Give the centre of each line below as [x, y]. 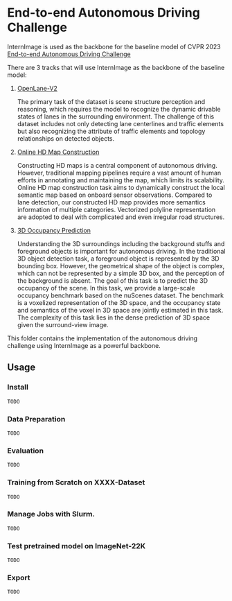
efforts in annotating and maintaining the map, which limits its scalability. [121, 180]
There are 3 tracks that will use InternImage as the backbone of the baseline [116, 67]
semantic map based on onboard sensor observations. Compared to [115, 195]
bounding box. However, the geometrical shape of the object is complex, [121, 265]
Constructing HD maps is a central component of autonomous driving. [117, 165]
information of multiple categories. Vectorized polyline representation [116, 209]
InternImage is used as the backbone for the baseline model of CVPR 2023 [114, 46]
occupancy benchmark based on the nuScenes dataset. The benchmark [121, 295]
